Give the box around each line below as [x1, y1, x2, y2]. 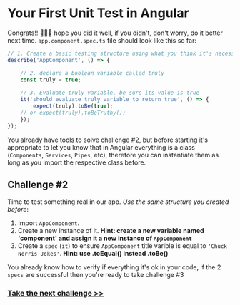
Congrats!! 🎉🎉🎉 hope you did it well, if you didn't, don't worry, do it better [7, 29, 224, 37]
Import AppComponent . [17, 219, 80, 227]
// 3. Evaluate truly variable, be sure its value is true [20, 89, 200, 97]
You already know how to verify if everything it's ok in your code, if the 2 [7, 263, 221, 272]
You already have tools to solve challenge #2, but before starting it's [7, 135, 209, 144]
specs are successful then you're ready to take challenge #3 [7, 271, 184, 279]
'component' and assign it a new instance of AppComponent [17, 234, 193, 243]
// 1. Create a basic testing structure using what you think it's [7, 50, 213, 57]
